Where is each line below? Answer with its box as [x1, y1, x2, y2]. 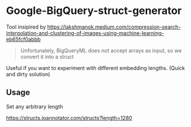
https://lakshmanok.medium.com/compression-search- [47, 23, 181, 30]
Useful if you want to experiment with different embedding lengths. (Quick [6, 64, 186, 71]
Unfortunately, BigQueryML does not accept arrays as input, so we [20, 47, 182, 54]
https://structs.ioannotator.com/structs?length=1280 [6, 114, 132, 121]
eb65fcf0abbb [6, 36, 41, 43]
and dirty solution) [6, 70, 50, 77]
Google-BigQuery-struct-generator [6, 4, 182, 17]
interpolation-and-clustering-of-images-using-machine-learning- [6, 29, 164, 36]
